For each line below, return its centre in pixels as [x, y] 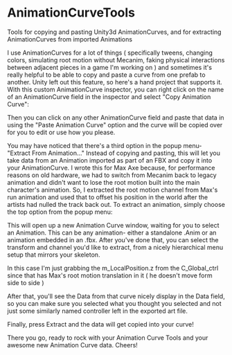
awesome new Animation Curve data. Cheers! [73, 345]
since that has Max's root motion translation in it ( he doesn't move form [110, 275]
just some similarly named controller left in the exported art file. [98, 311]
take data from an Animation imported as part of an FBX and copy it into [110, 160]
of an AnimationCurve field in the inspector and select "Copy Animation [109, 97]
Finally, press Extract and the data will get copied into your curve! [100, 324]
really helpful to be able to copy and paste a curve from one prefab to [106, 75]
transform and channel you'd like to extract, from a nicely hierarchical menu [115, 247]
